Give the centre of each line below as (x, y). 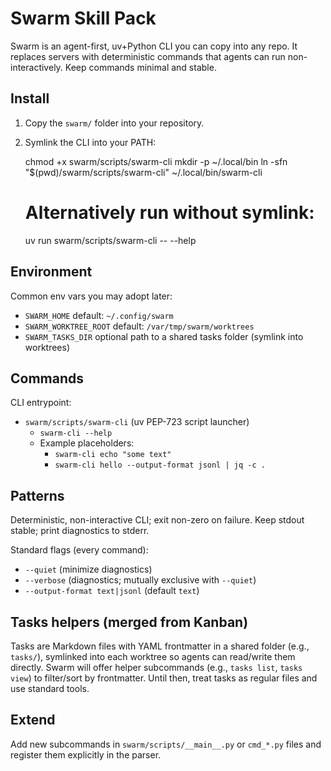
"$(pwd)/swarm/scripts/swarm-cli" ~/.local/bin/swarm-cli (143, 172)
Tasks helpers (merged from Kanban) (129, 622)
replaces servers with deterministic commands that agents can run (148, 56)
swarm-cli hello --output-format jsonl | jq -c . (160, 465)
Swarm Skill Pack (83, 18)
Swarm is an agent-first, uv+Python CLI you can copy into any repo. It (154, 46)
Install (30, 98)
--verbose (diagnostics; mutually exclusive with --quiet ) (140, 580)
